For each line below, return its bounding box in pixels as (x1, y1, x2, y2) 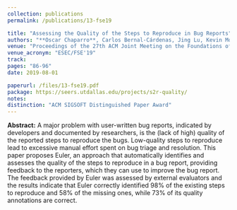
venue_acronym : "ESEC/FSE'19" (7, 49, 97, 57)
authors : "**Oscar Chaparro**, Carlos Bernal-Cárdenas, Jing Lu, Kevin (7, 36, 222, 43)
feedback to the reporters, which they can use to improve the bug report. (7, 166, 220, 175)
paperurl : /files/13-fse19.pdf (7, 82, 99, 89)
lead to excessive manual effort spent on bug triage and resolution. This (7, 144, 217, 152)
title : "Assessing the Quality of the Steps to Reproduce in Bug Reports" (7, 30, 232, 37)
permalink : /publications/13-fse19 (7, 17, 112, 24)
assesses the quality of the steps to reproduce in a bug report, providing (7, 158, 218, 167)
